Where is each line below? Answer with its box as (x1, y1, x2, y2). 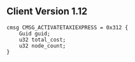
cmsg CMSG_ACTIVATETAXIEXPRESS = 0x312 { (6, 24, 129, 31)
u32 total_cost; (19, 36, 67, 43)
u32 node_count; (19, 42, 67, 49)
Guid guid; (19, 30, 51, 37)
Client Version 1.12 (6, 6, 88, 17)
